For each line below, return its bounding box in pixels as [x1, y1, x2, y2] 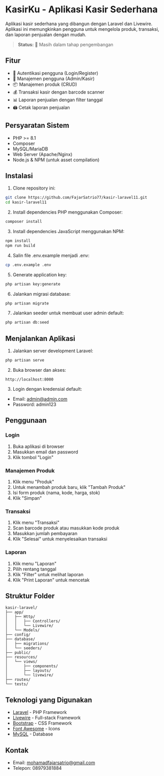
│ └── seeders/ [5, 646, 42, 651]
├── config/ [5, 632, 31, 637]
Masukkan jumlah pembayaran [12, 531, 78, 537]
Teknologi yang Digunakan [5, 695, 92, 704]
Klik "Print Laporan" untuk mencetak [12, 577, 90, 583]
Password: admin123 [12, 401, 57, 407]
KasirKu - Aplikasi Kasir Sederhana [5, 4, 158, 15]
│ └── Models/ [5, 628, 40, 633]
